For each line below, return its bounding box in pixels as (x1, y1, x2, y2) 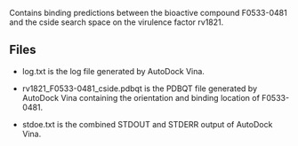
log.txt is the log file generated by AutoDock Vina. (21, 65, 205, 76)
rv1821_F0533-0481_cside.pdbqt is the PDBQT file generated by (21, 83, 258, 94)
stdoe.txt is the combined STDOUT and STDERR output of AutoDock (21, 119, 273, 129)
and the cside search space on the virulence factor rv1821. (9, 17, 224, 27)
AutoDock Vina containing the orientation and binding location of (21, 92, 261, 103)
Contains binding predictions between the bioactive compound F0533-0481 (9, 8, 287, 18)
